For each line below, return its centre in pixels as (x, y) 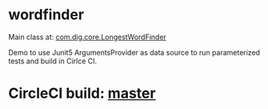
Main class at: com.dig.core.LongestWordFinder (87, 37)
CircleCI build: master (82, 93)
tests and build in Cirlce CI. (53, 61)
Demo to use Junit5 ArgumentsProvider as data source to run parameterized (134, 52)
